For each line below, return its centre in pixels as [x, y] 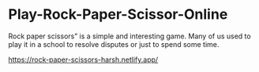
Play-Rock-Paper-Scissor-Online [118, 14]
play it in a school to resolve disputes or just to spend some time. [114, 44]
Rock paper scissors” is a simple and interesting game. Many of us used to [129, 36]
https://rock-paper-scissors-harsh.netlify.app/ [83, 59]
